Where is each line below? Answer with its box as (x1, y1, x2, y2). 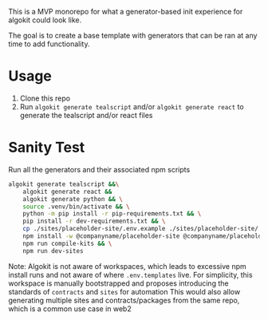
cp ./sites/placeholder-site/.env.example (22, 225, 166, 233)
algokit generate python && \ (22, 195, 124, 203)
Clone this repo (19, 93, 70, 103)
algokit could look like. (8, 15, 82, 25)
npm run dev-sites (22, 247, 84, 255)
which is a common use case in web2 (8, 303, 132, 314)
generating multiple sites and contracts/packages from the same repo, (8, 295, 240, 305)
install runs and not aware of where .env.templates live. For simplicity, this (8, 270, 253, 279)
